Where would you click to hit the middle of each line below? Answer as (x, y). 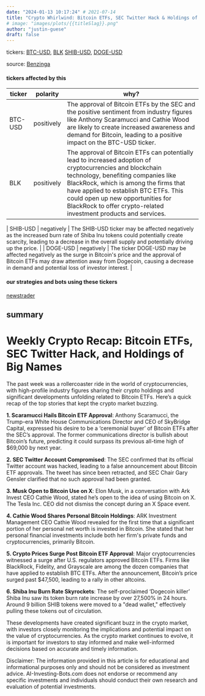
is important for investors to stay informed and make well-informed (91, 642)
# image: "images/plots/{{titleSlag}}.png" (63, 23)
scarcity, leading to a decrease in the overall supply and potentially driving (100, 242)
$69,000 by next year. (34, 448)
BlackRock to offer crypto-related (115, 206)
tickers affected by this (36, 78)
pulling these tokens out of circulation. (54, 611)
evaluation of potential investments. (51, 686)
